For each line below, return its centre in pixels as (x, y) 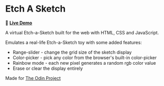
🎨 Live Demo (19, 23)
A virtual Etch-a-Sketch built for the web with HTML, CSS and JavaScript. (82, 32)
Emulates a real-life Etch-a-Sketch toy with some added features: (74, 42)
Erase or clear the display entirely (47, 68)
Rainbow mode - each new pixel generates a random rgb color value (84, 63)
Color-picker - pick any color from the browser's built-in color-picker (85, 57)
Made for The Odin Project (33, 78)
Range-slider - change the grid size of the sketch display (72, 52)
